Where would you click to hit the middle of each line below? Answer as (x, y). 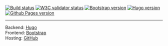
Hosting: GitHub (22, 38)
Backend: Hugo (21, 27)
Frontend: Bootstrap (26, 33)
